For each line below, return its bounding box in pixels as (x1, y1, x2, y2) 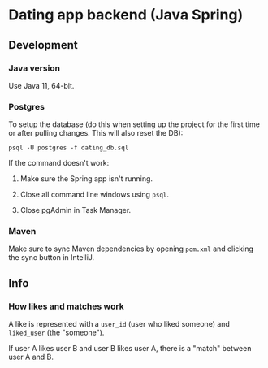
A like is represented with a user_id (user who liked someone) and (8, 319, 230, 329)
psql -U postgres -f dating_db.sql (8, 144, 129, 152)
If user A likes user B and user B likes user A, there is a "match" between (8, 344, 252, 353)
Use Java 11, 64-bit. (8, 80, 75, 90)
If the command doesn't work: (8, 158, 110, 168)
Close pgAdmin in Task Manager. (19, 206, 132, 215)
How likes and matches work (8, 301, 124, 312)
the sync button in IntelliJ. (8, 253, 95, 262)
